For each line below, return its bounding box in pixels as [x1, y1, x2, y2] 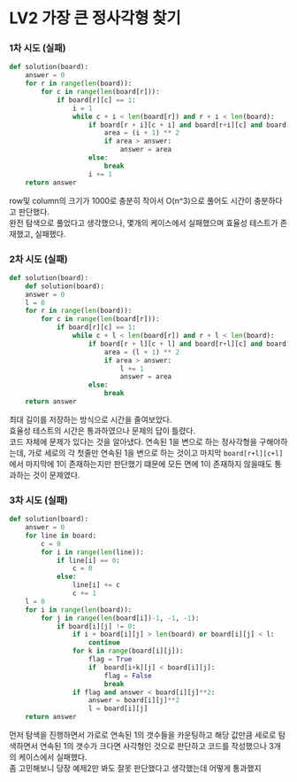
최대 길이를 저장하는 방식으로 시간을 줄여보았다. [9, 414, 172, 425]
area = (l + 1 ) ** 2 [103, 348, 179, 356]
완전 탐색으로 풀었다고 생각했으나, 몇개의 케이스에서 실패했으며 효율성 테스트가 [9, 217, 278, 228]
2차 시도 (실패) [9, 253, 68, 265]
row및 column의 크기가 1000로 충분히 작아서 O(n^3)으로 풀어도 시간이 [9, 195, 252, 206]
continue [88, 638, 121, 647]
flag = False [103, 671, 152, 680]
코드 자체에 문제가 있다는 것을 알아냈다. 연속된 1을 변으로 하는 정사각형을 [9, 436, 258, 447]
